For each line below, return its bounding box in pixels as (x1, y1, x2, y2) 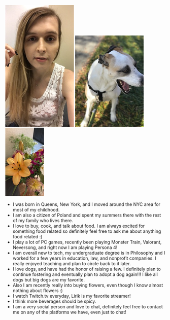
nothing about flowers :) (12, 288, 63, 294)
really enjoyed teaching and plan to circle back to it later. (12, 261, 131, 266)
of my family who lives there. (12, 218, 74, 223)
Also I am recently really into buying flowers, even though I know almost (12, 282, 163, 288)
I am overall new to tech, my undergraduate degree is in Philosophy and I (12, 250, 165, 256)
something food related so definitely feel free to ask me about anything (12, 228, 161, 234)
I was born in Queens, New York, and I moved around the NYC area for (12, 201, 161, 207)
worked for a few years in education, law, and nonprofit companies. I (12, 255, 156, 261)
